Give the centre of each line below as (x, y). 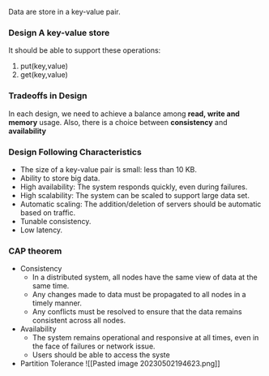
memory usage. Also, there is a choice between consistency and (118, 122)
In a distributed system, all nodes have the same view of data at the (145, 277)
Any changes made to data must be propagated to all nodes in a (139, 295)
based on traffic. (47, 212)
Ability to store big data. (60, 178)
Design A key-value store (59, 32)
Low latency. (41, 230)
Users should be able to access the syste (101, 355)
